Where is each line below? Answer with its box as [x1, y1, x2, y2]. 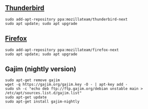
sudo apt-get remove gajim [5, 78, 60, 83]
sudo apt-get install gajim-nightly [5, 99, 80, 104]
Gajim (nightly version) [5, 65, 77, 73]
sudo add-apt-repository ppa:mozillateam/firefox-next [5, 47, 119, 52]
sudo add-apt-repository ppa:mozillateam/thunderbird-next [5, 17, 128, 22]
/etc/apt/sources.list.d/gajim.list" [5, 90, 82, 96]
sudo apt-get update [5, 95, 47, 100]
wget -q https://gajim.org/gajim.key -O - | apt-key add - [5, 82, 128, 87]
